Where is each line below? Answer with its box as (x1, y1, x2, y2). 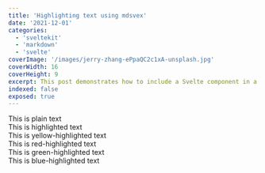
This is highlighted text (8, 122, 83, 132)
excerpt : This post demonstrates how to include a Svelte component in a (8, 77, 258, 85)
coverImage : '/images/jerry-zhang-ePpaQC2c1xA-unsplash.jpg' (8, 56, 215, 64)
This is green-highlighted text (8, 148, 105, 157)
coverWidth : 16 (8, 63, 59, 71)
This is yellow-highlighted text (8, 131, 107, 141)
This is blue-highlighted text (8, 156, 100, 166)
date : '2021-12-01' (8, 19, 73, 27)
